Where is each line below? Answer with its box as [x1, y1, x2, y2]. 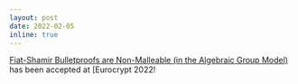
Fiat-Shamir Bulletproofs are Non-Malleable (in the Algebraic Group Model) [9, 55, 289, 66]
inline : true [9, 30, 59, 39]
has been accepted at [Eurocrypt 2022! [9, 64, 156, 75]
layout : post [9, 13, 59, 23]
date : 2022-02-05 [9, 22, 75, 31]
